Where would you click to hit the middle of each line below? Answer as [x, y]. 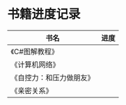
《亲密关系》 [32, 90]
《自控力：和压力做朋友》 [53, 77]
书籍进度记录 [44, 14]
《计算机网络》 [36, 65]
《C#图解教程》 [35, 51]
